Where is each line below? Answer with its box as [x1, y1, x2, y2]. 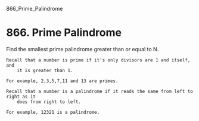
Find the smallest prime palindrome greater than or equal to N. [6, 45, 159, 52]
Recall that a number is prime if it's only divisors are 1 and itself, [6, 57, 191, 63]
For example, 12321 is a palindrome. [6, 109, 100, 115]
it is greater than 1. [17, 67, 73, 73]
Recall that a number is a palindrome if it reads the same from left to [6, 88, 194, 94]
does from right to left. [17, 98, 82, 105]
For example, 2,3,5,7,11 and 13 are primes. [6, 77, 119, 84]
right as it [6, 94, 36, 100]
